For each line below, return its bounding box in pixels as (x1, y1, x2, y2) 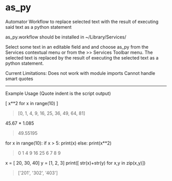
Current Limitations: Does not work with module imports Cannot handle (5, 70, 155, 76)
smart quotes (5, 75, 33, 82)
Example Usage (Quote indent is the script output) (5, 90, 111, 96)
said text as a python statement (5, 24, 72, 30)
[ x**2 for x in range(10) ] (5, 100, 58, 106)
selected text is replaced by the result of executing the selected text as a (5, 54, 159, 61)
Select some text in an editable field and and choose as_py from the (5, 44, 148, 50)
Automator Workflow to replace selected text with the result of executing (5, 18, 159, 25)
